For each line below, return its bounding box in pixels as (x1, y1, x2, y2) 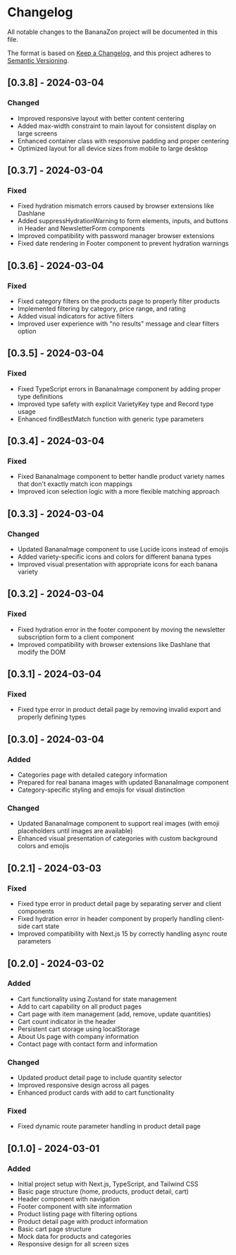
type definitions (17, 392, 63, 400)
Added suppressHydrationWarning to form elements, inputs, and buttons (17, 217, 229, 225)
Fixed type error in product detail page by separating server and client (17, 900, 222, 908)
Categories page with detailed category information (17, 771, 168, 779)
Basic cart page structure (17, 1225, 92, 1233)
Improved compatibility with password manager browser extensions (17, 232, 215, 240)
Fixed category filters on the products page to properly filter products (17, 297, 221, 305)
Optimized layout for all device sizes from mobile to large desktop (17, 144, 209, 153)
